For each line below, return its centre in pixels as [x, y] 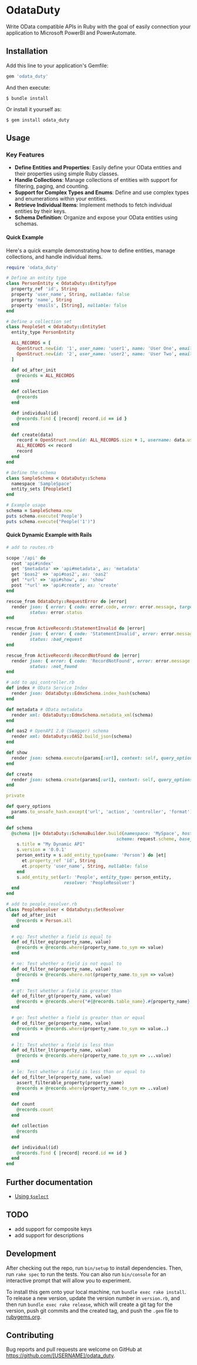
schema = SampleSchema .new [39, 511]
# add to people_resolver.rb [42, 904]
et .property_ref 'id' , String [58, 861]
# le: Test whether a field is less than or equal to [78, 1072]
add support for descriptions [49, 1235]
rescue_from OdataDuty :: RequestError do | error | [67, 601]
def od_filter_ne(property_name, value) [61, 969]
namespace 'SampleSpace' [42, 484]
